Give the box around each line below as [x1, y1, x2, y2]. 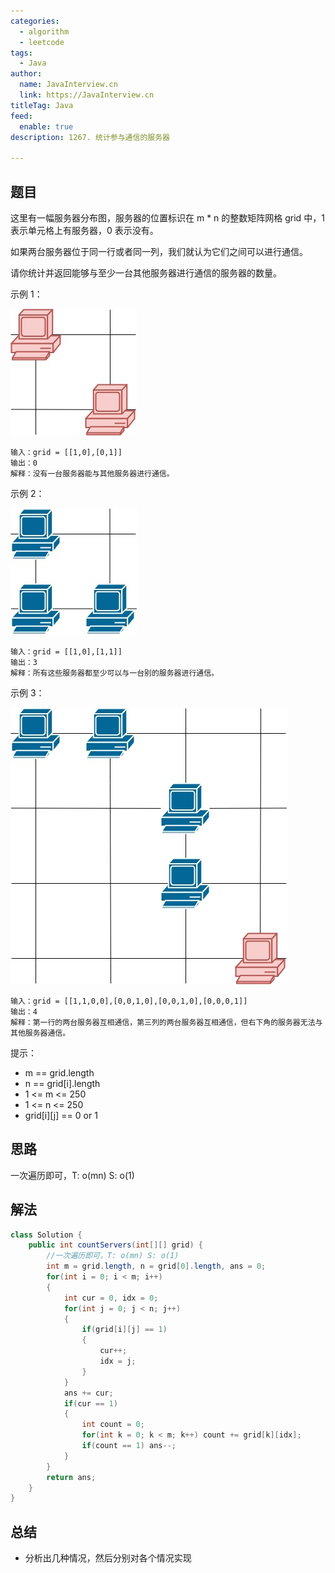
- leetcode [19, 37, 65, 47]
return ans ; [46, 1472, 97, 1482]
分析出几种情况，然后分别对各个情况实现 [24, 1552, 192, 1564]
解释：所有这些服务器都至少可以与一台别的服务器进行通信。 [10, 668, 219, 678]
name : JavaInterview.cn [19, 80, 118, 90]
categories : [10, 16, 60, 26]
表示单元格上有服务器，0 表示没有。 [10, 224, 159, 236]
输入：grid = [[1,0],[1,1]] [10, 646, 123, 657]
